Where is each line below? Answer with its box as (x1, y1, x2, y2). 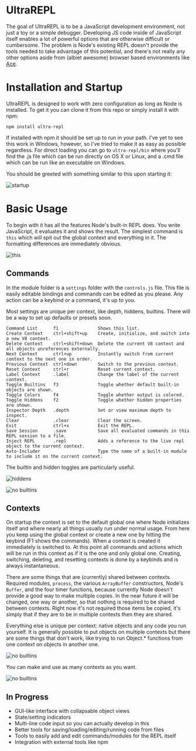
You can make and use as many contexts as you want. (6, 664, 137, 671)
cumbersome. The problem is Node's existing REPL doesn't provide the (6, 42, 178, 49)
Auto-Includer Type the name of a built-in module (6, 448, 187, 454)
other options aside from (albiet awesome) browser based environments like (6, 54, 190, 61)
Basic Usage (6, 203, 68, 215)
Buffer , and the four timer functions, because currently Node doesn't (6, 586, 173, 593)
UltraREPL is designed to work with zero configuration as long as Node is (6, 100, 183, 107)
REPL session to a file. (6, 433, 67, 439)
